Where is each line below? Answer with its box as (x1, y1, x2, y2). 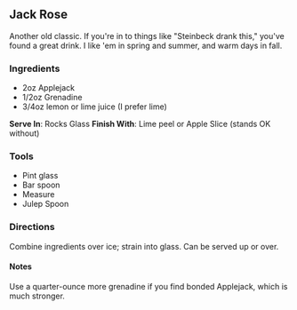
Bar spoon (21, 179, 60, 190)
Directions (9, 221, 55, 234)
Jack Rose (9, 7, 68, 22)
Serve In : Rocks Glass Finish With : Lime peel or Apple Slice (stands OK (9, 119, 271, 130)
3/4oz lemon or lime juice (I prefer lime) (21, 101, 167, 112)
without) (9, 128, 40, 139)
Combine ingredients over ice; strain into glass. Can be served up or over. (9, 241, 279, 251)
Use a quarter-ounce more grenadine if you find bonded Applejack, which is (9, 281, 288, 291)
